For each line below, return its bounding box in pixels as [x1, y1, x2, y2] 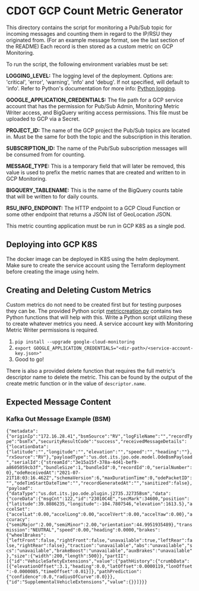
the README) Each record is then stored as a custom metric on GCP [6, 43, 173, 50]
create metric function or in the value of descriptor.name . [6, 379, 147, 387]
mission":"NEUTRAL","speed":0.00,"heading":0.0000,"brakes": [6, 527, 161, 533]
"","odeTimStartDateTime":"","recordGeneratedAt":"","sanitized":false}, [6, 480, 193, 486]
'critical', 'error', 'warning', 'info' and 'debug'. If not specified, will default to [6, 78, 190, 86]
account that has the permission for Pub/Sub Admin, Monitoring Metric [6, 102, 180, 109]
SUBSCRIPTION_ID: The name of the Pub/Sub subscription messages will [6, 144, 187, 152]
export [14, 345, 31, 351]
